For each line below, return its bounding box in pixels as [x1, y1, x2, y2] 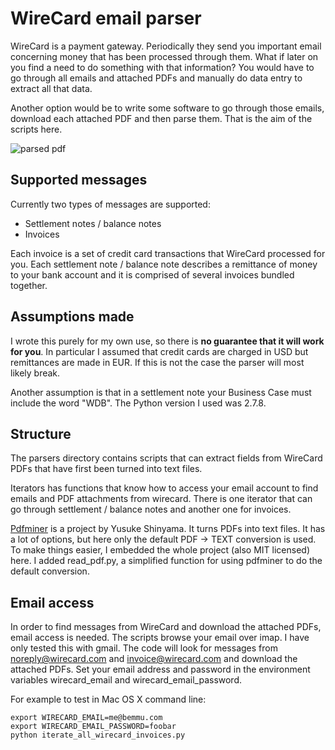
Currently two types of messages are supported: [10, 198, 211, 210]
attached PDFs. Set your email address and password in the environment [10, 663, 311, 676]
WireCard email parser [10, 7, 202, 30]
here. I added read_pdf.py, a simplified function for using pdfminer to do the [10, 555, 323, 567]
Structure [10, 425, 72, 442]
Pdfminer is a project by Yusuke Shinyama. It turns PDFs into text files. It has [10, 523, 326, 535]
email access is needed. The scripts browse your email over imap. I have [10, 632, 310, 644]
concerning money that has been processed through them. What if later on [10, 50, 319, 62]
